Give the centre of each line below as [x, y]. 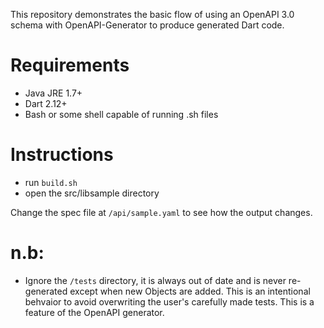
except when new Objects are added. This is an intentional [190, 291]
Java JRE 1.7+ [53, 93]
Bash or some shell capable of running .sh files [121, 114]
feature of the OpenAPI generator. [94, 312]
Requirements [70, 65]
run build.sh [51, 182]
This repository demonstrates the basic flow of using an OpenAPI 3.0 [152, 14]
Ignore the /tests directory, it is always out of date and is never [155, 280]
